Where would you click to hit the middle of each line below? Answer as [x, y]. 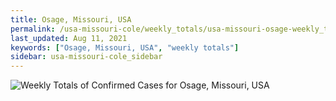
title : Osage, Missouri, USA [71, 19]
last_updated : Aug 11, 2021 [69, 38]
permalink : [33, 29]
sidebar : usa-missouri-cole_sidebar [86, 57]
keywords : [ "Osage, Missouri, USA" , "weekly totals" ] [125, 47]
